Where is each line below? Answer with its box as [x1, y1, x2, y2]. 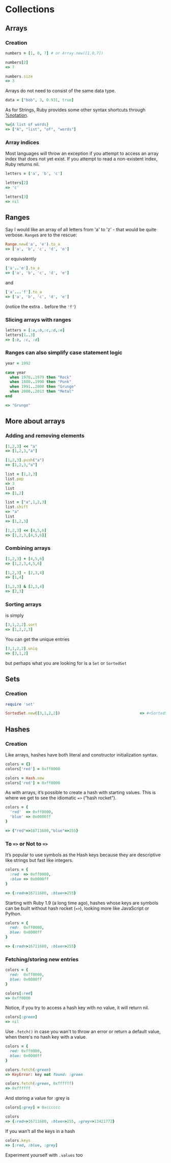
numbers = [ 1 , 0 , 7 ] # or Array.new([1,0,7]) [5, 50, 103, 56]
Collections [5, 4, 55, 15]
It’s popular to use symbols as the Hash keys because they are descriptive [5, 852, 161, 858]
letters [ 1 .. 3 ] [5, 332, 36, 337]
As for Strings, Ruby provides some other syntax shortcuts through [5, 107, 146, 113]
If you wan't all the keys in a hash [5, 1128, 75, 1134]
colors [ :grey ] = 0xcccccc [5, 1105, 60, 1110]
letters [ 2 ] [5, 180, 28, 185]
